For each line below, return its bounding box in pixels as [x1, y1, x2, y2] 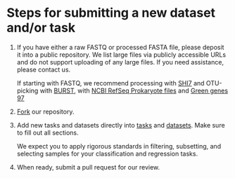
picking [16, 86, 39, 95]
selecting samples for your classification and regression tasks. [16, 149, 198, 158]
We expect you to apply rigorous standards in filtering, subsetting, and [16, 142, 222, 150]
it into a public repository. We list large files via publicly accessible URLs [16, 50, 227, 59]
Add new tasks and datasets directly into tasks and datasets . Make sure [16, 121, 226, 129]
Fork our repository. [16, 107, 75, 116]
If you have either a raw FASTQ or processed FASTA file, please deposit [16, 43, 224, 51]
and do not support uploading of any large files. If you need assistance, [16, 57, 224, 66]
